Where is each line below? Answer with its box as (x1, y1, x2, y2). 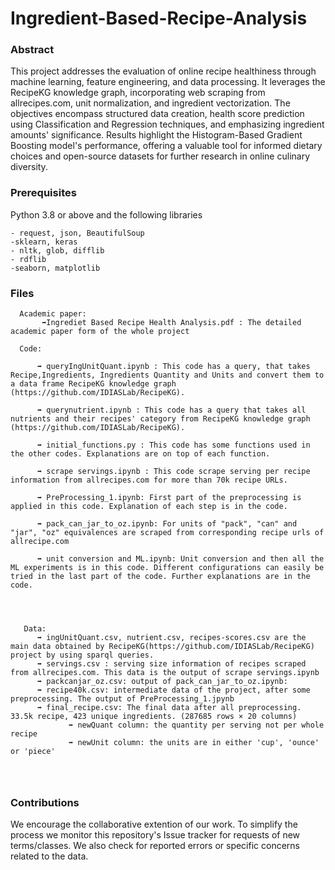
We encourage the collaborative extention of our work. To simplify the (10, 818, 298, 831)
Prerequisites (10, 186, 77, 200)
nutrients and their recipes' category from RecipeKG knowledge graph (10, 414, 311, 424)
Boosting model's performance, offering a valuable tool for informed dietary (10, 140, 323, 152)
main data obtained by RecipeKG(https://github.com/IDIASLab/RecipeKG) (10, 642, 315, 652)
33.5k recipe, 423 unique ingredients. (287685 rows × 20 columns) (10, 712, 298, 722)
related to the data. (10, 850, 89, 862)
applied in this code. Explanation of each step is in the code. (10, 502, 288, 512)
